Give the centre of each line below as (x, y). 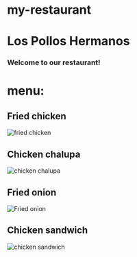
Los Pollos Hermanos (68, 41)
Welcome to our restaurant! (54, 62)
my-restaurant (49, 10)
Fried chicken (37, 116)
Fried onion (32, 192)
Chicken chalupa (44, 154)
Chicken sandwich (48, 231)
